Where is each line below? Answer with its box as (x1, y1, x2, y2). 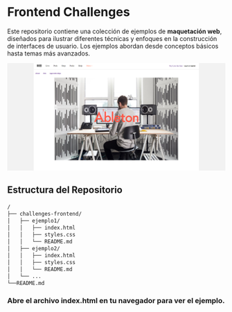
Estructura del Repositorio (7, 184, 123, 196)
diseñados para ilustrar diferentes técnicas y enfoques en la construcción (7, 34, 217, 42)
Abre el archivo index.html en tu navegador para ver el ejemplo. (7, 295, 225, 305)
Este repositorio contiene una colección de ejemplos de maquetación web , (7, 27, 222, 35)
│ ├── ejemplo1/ (7, 217, 60, 224)
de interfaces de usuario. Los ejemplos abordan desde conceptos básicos (7, 42, 219, 50)
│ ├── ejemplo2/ (7, 245, 60, 252)
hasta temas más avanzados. (7, 49, 91, 58)
